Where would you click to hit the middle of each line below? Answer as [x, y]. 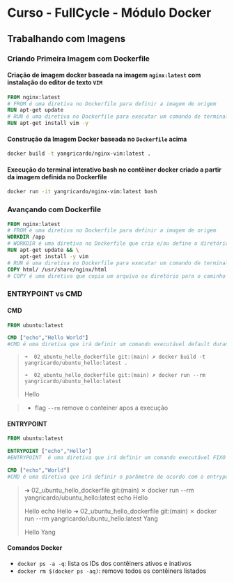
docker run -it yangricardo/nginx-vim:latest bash [82, 192]
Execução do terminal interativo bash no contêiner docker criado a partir [114, 170]
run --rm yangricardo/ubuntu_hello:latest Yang [91, 518]
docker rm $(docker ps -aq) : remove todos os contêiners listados [112, 571]
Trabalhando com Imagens [67, 39]
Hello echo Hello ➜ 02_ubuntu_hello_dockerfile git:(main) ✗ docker [120, 511]
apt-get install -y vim [54, 256]
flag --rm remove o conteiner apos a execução [101, 408]
